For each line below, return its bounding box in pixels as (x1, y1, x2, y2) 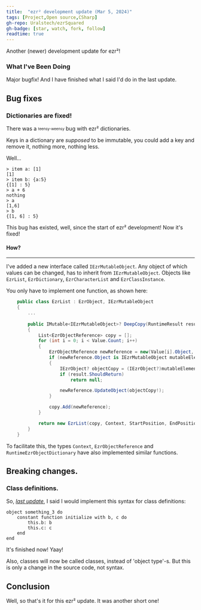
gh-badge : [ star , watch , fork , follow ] (6, 25, 106, 32)
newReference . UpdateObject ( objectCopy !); (59, 388, 165, 394)
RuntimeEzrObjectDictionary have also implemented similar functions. (6, 449, 178, 456)
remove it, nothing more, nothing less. (6, 143, 100, 150)
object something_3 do (6, 509, 63, 515)
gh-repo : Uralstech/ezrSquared (6, 20, 84, 26)
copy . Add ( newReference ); (48, 404, 111, 410)
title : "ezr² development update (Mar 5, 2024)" (6, 8, 133, 15)
